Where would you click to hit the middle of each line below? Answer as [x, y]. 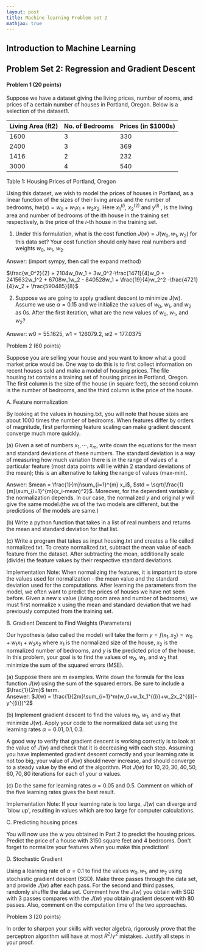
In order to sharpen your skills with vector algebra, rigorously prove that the [101, 928]
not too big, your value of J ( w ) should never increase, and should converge [101, 760]
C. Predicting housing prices [42, 822]
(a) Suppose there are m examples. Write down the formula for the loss [95, 677]
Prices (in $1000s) [147, 126]
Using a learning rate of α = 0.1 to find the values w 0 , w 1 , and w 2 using [94, 871]
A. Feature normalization [37, 402]
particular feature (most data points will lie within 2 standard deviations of [99, 466]
